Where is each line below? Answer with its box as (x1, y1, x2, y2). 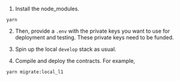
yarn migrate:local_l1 (6, 69, 64, 75)
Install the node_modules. (15, 5, 80, 12)
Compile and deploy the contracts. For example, (15, 57, 135, 64)
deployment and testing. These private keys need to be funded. (15, 34, 174, 41)
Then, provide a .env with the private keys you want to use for (15, 27, 170, 34)
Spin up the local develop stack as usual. (15, 45, 116, 53)
